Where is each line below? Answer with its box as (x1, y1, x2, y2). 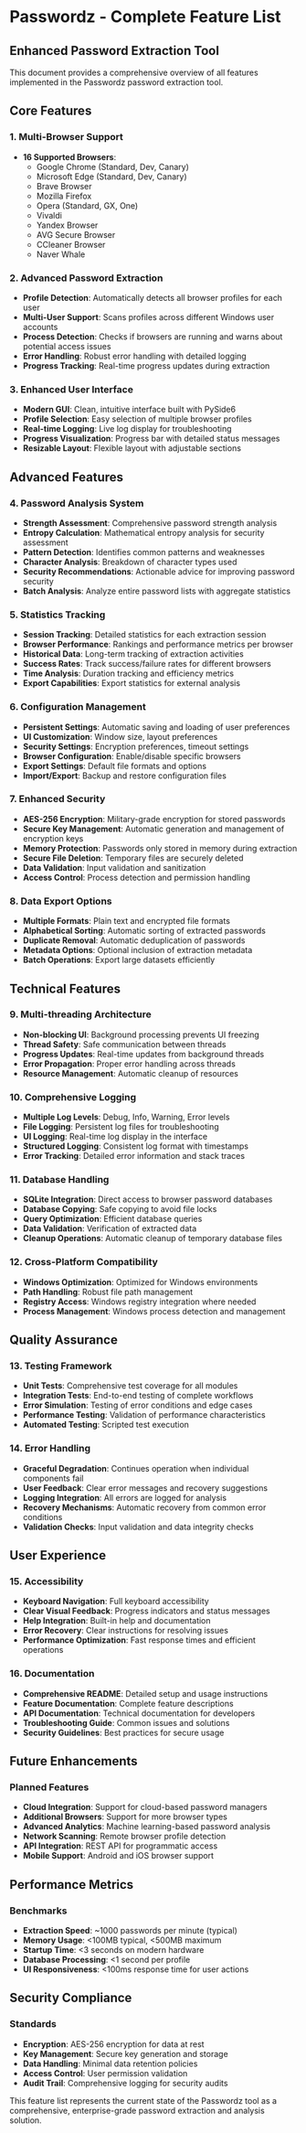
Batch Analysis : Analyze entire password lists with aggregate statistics (22, 585, 290, 596)
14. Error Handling (9, 1442, 91, 1455)
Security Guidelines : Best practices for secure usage (22, 1727, 225, 1738)
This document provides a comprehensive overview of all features (9, 67, 259, 78)
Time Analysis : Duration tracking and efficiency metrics (22, 668, 235, 679)
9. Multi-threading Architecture (9, 1008, 153, 1021)
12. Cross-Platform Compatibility (9, 1256, 158, 1269)
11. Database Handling (9, 1174, 110, 1186)
